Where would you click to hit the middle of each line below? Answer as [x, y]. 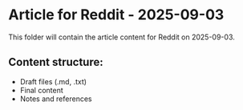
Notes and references [56, 99]
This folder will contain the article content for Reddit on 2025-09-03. [121, 37]
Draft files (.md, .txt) [53, 81]
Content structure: [56, 62]
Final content [42, 90]
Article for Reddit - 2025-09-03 [116, 15]
